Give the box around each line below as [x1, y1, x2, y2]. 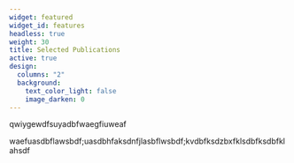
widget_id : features [9, 21, 86, 30]
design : [9, 63, 38, 71]
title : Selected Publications [9, 46, 121, 55]
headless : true [9, 29, 66, 38]
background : [17, 78, 62, 87]
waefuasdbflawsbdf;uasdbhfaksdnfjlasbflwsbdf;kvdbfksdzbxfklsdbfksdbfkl [9, 136, 286, 146]
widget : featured [9, 12, 73, 22]
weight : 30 [9, 37, 50, 47]
